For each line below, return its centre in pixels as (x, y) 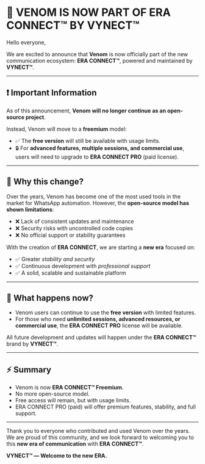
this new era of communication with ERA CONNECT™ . (75, 444)
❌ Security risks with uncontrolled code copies (74, 228)
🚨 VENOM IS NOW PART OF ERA (88, 13)
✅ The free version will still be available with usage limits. (88, 140)
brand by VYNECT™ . (32, 344)
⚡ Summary (29, 370)
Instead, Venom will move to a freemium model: (67, 129)
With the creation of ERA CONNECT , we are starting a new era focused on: (101, 247)
